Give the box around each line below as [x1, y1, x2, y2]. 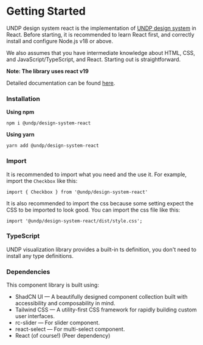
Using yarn [6, 131, 35, 138]
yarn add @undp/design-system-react [6, 143, 99, 149]
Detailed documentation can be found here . [6, 79, 115, 87]
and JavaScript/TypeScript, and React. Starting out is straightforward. [6, 55, 181, 63]
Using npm [6, 108, 35, 116]
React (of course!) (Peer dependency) [15, 332, 111, 340]
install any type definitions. [6, 252, 74, 260]
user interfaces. [15, 313, 55, 320]
